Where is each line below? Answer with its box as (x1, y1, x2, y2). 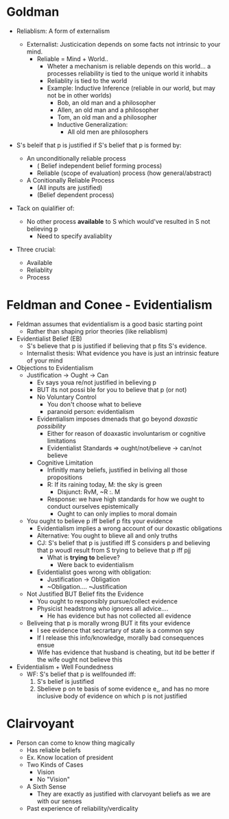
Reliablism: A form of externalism (16, 27, 110, 35)
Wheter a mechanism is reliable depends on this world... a (47, 62, 211, 70)
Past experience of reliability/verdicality (26, 804, 138, 812)
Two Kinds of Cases (26, 760, 84, 769)
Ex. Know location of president (26, 753, 114, 761)
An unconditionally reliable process (26, 154, 126, 162)
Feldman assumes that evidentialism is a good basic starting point (16, 320, 203, 328)
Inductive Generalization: (57, 120, 128, 128)
